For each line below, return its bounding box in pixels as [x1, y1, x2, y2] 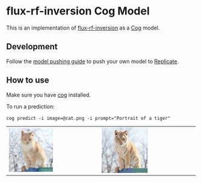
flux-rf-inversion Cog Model [6, 4, 150, 18]
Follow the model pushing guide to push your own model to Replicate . [6, 57, 179, 64]
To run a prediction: [6, 102, 55, 110]
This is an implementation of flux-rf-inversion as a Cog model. [6, 24, 161, 31]
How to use [6, 75, 49, 86]
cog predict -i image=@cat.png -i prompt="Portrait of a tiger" [6, 115, 171, 121]
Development [6, 42, 58, 52]
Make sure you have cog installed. [6, 91, 91, 98]
